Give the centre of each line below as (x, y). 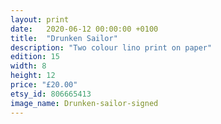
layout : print (40, 19)
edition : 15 (35, 57)
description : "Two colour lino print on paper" (111, 47)
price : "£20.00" (44, 85)
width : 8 (28, 66)
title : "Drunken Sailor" (64, 38)
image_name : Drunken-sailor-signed (84, 103)
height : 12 (33, 76)
